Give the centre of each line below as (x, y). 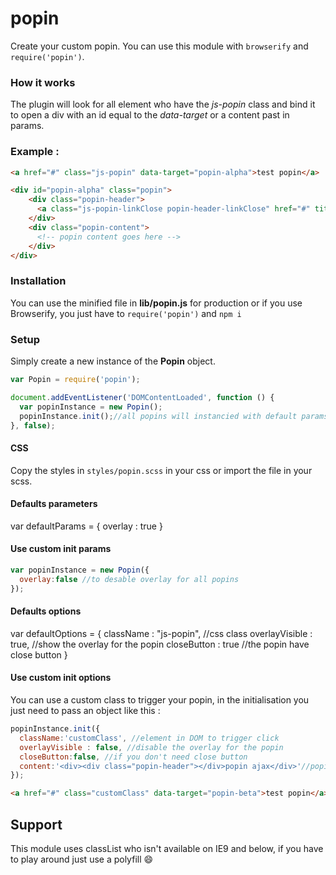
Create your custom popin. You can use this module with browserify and (159, 46)
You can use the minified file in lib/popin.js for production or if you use (156, 303)
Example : (35, 152)
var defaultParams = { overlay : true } (86, 526)
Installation (38, 281)
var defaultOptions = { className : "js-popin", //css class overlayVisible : (161, 633)
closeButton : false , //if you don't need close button (133, 757)
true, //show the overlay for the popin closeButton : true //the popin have (160, 644)
